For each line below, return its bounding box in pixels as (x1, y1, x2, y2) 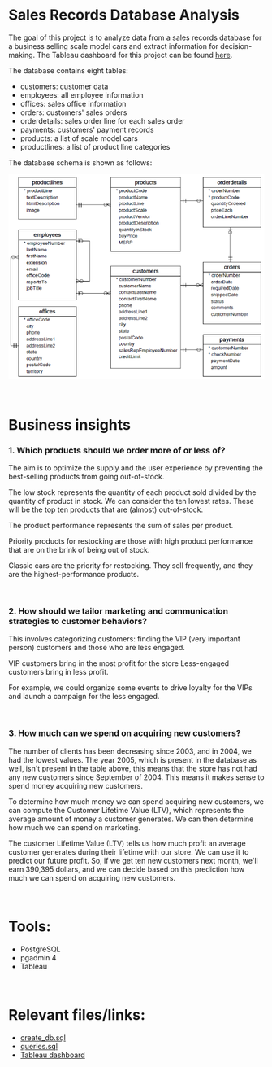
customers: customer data (19, 81, 109, 91)
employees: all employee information (19, 90, 144, 99)
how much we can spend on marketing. (8, 822, 140, 832)
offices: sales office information (19, 98, 127, 108)
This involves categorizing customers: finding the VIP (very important (8, 634, 241, 644)
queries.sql (19, 1041, 58, 1051)
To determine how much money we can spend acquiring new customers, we (8, 796, 264, 807)
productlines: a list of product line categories (19, 142, 171, 151)
